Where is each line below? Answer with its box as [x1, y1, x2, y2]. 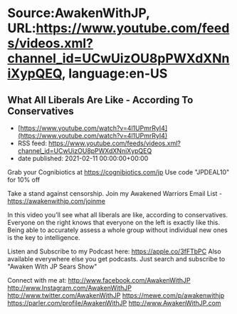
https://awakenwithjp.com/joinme [7, 197, 105, 205]
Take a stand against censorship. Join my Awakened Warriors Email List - [7, 189, 223, 197]
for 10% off [7, 176, 41, 184]
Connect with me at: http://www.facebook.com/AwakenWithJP [7, 276, 191, 284]
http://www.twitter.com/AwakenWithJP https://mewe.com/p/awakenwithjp [7, 291, 225, 300]
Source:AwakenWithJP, [7, 5, 150, 21]
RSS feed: [17, 139, 48, 147]
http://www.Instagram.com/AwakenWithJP [7, 283, 132, 292]
